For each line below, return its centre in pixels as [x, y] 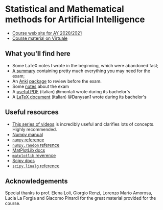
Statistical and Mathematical [65, 9]
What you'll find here [38, 54]
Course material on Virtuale [40, 38]
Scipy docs [23, 160]
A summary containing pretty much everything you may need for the [81, 71]
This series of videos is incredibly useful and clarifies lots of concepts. [83, 124]
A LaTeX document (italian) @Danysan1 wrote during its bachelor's [79, 97]
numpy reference [28, 140]
